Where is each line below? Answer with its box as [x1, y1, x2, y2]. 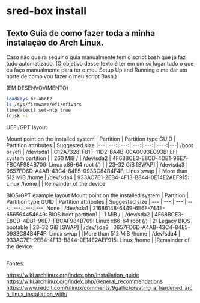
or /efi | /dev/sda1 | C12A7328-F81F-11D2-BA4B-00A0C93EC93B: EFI [6, 148, 178, 155]
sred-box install [6, 4, 87, 18]
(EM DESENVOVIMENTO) [6, 84, 69, 91]
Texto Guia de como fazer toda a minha [6, 28, 155, 38]
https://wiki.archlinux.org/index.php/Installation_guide [6, 271, 139, 278]
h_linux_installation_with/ [6, 290, 68, 298]
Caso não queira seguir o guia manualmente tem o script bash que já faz [6, 54, 186, 61]
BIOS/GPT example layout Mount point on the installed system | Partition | [6, 191, 189, 199]
